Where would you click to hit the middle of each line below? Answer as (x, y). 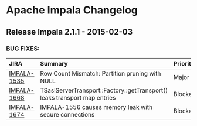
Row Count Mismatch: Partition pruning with (101, 73)
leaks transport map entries (78, 97)
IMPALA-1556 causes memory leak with (96, 107)
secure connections (67, 114)
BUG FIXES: (23, 49)
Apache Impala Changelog (72, 10)
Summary (54, 63)
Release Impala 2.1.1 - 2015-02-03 (69, 32)
